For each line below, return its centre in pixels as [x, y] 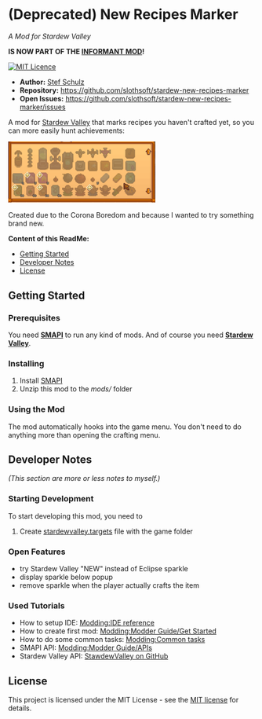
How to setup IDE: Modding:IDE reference [87, 623]
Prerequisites [34, 317]
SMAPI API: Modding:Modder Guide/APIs [86, 648]
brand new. [26, 224]
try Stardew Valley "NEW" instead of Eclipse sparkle [104, 569]
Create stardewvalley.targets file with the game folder [106, 531]
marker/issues [42, 107]
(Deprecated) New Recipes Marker [123, 15]
